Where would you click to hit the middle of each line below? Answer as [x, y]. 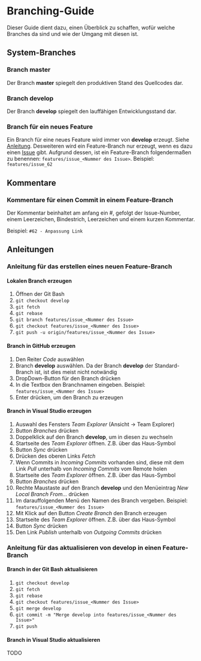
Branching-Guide [51, 11]
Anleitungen [31, 250]
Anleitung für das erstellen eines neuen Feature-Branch [89, 267]
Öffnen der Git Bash [40, 294]
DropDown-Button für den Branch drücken [68, 378]
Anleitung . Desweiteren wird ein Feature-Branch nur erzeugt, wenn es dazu [100, 146]
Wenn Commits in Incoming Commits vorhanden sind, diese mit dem [100, 462]
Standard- [167, 365]
